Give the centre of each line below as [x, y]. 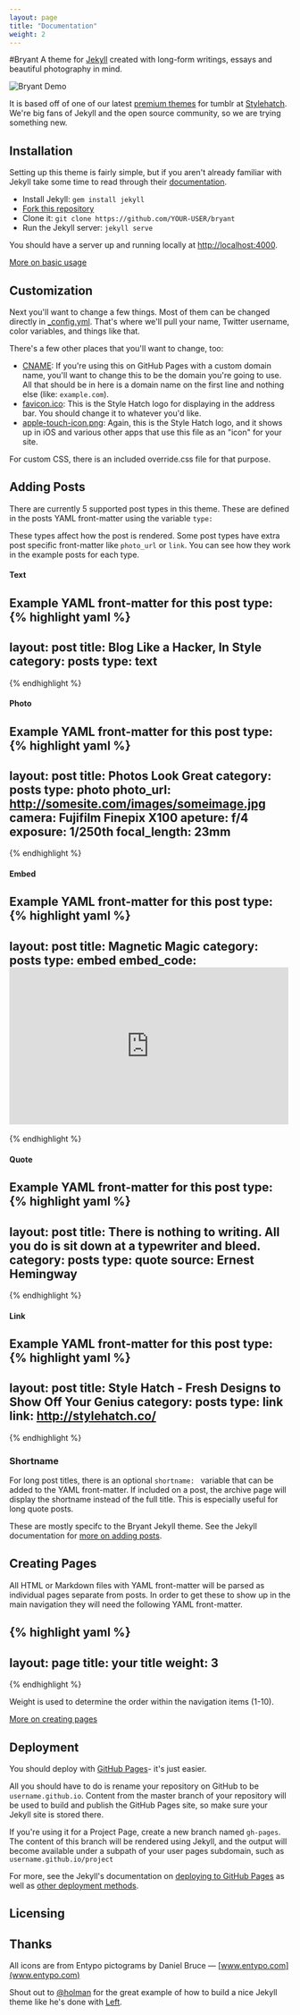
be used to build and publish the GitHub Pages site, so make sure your [138, 1805]
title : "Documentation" [54, 26]
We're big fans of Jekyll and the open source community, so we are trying [145, 114]
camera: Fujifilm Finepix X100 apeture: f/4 [129, 818]
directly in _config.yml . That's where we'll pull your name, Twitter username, [150, 322]
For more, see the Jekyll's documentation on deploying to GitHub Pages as [147, 1875]
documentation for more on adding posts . [86, 1536]
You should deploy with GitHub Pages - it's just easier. [108, 1768]
